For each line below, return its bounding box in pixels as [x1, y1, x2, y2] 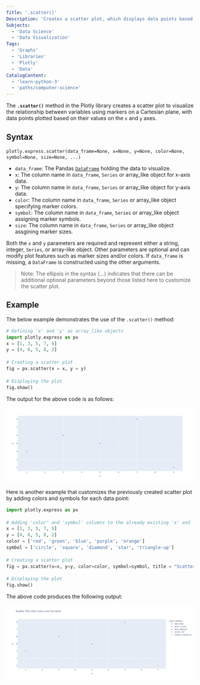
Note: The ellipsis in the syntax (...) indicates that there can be [20, 270, 174, 277]
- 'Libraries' [11, 54, 46, 60]
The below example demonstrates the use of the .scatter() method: [6, 315, 175, 323]
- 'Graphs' [11, 48, 39, 54]
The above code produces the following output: [6, 593, 123, 600]
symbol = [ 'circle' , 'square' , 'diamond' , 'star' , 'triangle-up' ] [6, 545, 174, 550]
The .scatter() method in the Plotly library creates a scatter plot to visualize [6, 102, 194, 110]
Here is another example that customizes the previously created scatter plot [6, 488, 192, 495]
